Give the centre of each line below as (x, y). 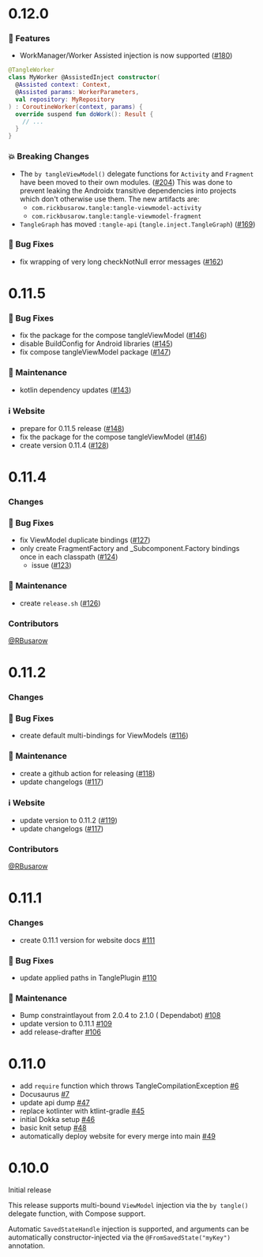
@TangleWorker (32, 70)
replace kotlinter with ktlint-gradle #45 (82, 1111)
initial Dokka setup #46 (57, 1120)
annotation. (26, 1246)
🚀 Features (29, 39)
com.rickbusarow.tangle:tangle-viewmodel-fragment (116, 216)
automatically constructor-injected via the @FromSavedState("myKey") (120, 1237)
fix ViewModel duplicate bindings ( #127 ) (85, 540)
